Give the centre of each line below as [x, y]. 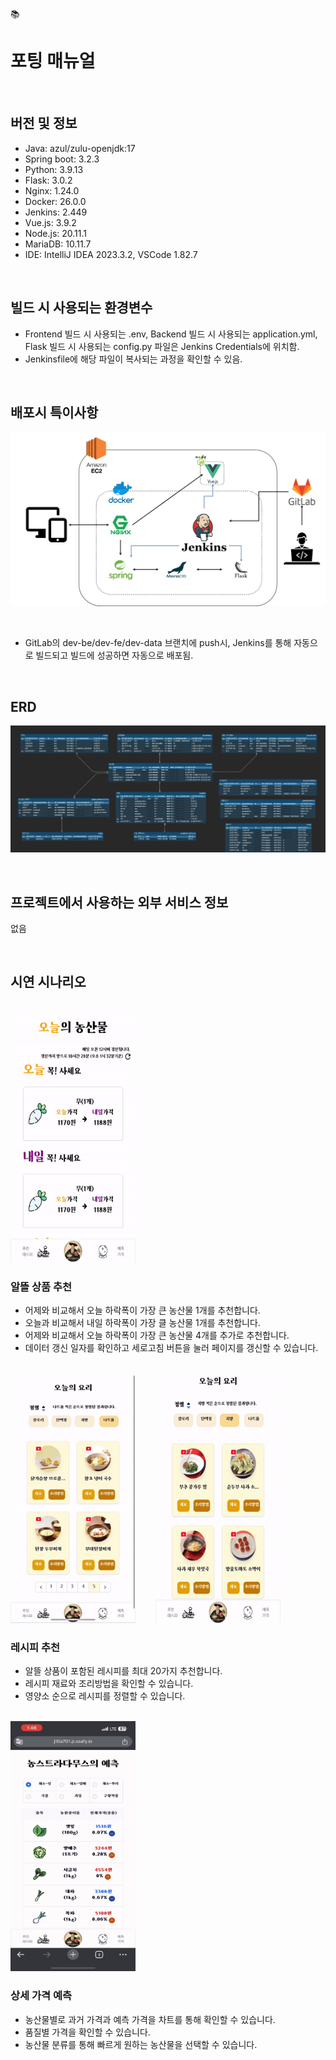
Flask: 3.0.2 [48, 180]
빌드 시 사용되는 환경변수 [81, 308]
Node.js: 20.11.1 [56, 233]
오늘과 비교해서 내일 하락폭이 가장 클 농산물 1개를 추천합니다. [142, 1323]
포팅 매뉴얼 [53, 61]
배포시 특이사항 [54, 412]
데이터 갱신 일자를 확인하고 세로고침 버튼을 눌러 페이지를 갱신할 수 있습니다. [171, 1348]
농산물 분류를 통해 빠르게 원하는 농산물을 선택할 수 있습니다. [141, 2044]
